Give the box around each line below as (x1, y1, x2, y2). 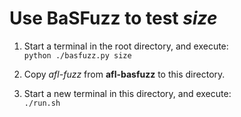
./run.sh (23, 98, 61, 108)
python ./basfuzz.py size (23, 50, 132, 61)
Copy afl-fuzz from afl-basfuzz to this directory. (23, 68, 226, 80)
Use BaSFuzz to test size (9, 7, 218, 30)
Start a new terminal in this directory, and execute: (23, 87, 232, 99)
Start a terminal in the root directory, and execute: (23, 40, 229, 52)
